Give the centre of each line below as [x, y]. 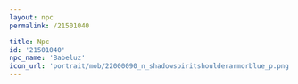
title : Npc [29, 42]
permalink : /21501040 [50, 26]
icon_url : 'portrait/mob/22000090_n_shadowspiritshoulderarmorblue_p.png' [151, 66]
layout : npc [31, 17]
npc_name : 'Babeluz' [48, 58]
